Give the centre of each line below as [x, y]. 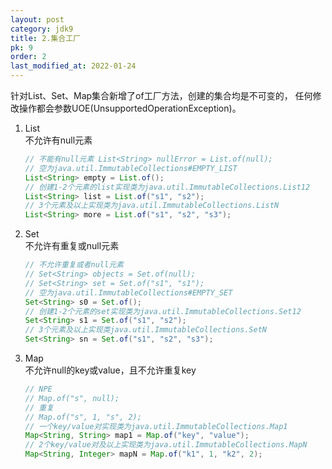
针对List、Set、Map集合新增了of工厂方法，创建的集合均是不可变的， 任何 [161, 95]
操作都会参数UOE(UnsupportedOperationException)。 [130, 108]
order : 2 [28, 57]
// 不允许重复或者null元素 [74, 265]
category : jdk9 [42, 29]
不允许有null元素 [58, 140]
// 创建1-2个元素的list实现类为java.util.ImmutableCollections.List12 [167, 187]
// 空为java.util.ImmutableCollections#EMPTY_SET [128, 292]
